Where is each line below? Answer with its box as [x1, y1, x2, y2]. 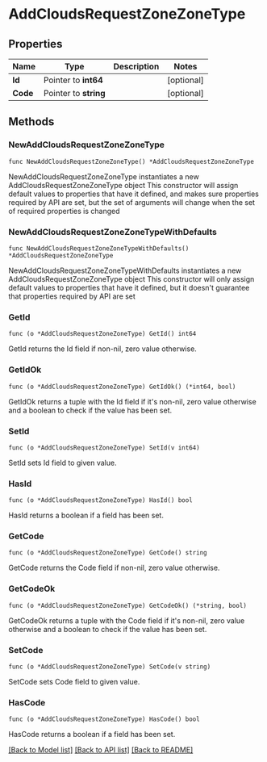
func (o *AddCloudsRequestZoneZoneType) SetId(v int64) [8, 443, 200, 452]
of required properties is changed [8, 206, 120, 216]
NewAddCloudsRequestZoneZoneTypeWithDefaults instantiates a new [8, 266, 242, 275]
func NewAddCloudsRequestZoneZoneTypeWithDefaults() [8, 244, 190, 253]
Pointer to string [43, 88, 106, 98]
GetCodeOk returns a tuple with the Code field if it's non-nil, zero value [8, 615, 245, 626]
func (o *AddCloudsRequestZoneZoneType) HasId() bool [8, 496, 194, 505]
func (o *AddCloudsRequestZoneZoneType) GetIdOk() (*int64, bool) [8, 383, 236, 391]
